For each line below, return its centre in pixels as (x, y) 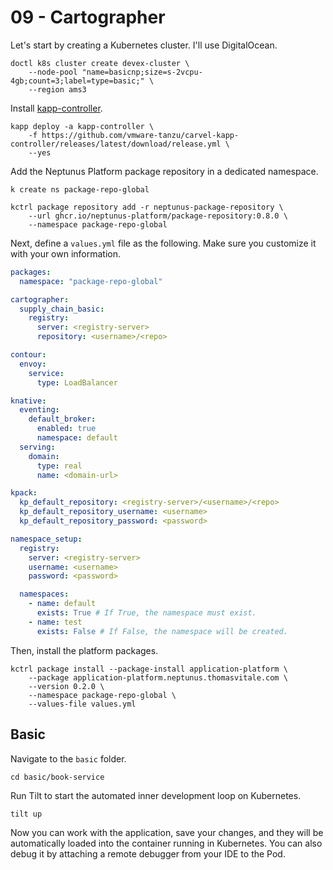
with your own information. (66, 253)
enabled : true (66, 429)
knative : (28, 401)
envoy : (33, 364)
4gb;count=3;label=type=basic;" (77, 81)
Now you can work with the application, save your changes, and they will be (167, 832)
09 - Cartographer (88, 17)
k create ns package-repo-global (80, 189)
